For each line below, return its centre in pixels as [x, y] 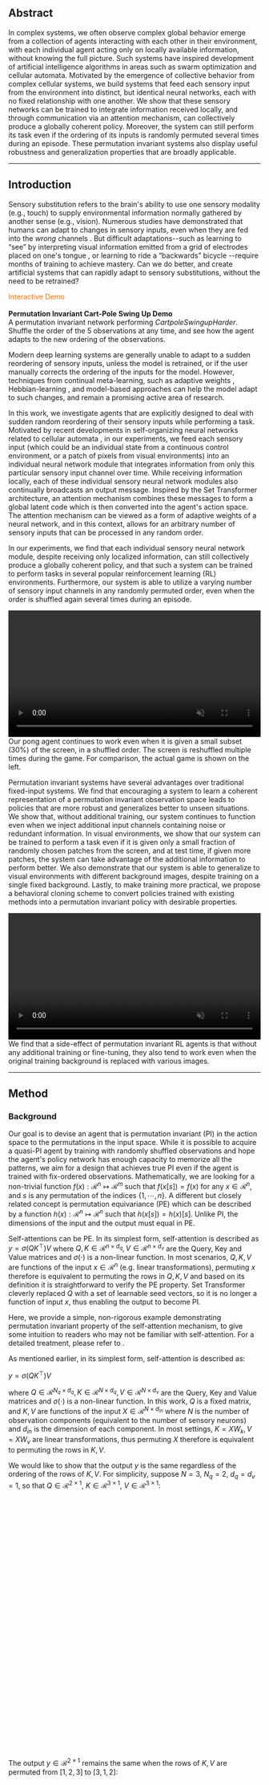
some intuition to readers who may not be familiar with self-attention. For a [131, 1334]
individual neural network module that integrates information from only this [131, 464]
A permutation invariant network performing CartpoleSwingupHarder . [123, 322]
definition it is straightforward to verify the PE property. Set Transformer [127, 1285]
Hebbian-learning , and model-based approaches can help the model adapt [133, 389]
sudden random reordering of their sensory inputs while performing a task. [132, 422]
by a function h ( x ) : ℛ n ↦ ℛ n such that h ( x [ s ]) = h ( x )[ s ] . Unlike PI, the [123, 1213]
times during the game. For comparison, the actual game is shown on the [129, 758]
